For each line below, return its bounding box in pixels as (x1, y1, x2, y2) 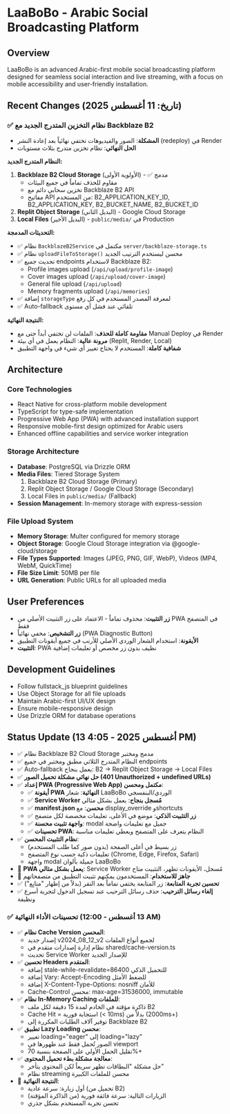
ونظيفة (17, 895, 36, 903)
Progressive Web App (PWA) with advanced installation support (17, 415, 199, 423)
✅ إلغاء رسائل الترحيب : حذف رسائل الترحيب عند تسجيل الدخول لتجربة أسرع (17, 887, 213, 895)
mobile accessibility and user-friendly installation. (7, 80, 148, 88)
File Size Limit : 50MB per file (17, 568, 100, 577)
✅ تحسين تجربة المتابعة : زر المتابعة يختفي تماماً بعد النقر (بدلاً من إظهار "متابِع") (17, 879, 220, 888)
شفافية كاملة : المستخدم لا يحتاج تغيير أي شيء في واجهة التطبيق (17, 344, 182, 352)
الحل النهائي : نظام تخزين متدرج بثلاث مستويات (17, 144, 137, 152)
